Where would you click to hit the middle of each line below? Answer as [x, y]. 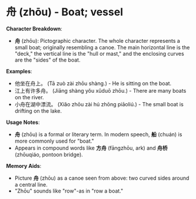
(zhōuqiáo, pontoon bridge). [49, 154]
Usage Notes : [23, 122]
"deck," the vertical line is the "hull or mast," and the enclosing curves [99, 53]
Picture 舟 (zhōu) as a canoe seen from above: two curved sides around [102, 178]
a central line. [31, 184]
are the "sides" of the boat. [47, 60]
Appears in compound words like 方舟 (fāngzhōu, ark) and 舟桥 [91, 148]
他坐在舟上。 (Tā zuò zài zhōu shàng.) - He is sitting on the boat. [93, 83]
